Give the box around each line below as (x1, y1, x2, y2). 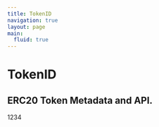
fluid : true (13, 36, 49, 44)
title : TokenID (7, 10, 52, 18)
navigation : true (7, 17, 58, 24)
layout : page (7, 23, 46, 30)
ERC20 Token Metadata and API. (7, 94, 153, 106)
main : (7, 29, 23, 37)
